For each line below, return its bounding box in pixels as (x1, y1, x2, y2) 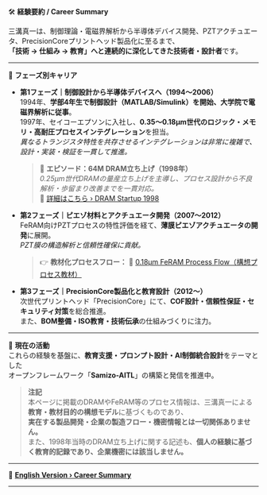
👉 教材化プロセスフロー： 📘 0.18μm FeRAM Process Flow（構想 (39, 257, 251, 266)
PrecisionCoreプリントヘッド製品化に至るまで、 (21, 37, 180, 45)
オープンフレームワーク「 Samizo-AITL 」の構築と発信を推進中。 (8, 370, 219, 380)
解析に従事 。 (33, 107, 76, 117)
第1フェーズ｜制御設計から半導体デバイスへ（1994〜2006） (19, 87, 219, 97)
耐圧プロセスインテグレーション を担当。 (41, 127, 173, 137)
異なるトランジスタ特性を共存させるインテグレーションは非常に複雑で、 (19, 137, 257, 146)
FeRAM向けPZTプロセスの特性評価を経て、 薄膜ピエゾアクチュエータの (19, 221, 252, 230)
